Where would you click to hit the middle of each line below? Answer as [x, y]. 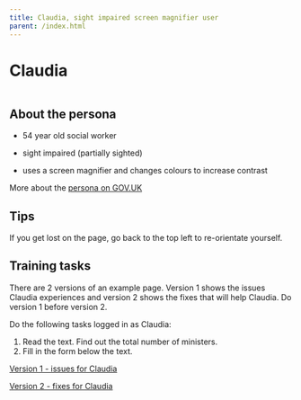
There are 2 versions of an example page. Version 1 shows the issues [137, 288]
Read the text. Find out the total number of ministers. [120, 342]
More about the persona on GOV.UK [76, 188]
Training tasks [50, 266]
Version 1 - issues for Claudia [63, 369]
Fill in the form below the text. [77, 351]
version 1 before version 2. [58, 307]
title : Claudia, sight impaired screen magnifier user [114, 18]
